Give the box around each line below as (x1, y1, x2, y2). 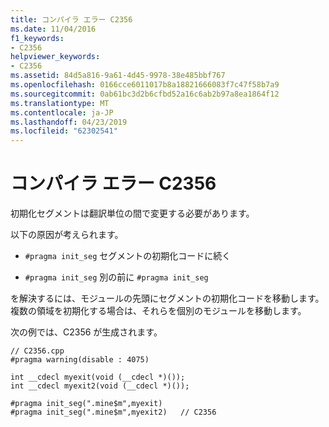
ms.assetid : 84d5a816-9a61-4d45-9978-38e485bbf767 (10, 71, 226, 81)
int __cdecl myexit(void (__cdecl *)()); (10, 372, 186, 383)
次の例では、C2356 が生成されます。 (10, 326, 163, 338)
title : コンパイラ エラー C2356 (10, 14, 133, 25)
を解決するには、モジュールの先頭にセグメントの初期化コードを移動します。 (10, 292, 325, 305)
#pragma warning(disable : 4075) (10, 355, 150, 365)
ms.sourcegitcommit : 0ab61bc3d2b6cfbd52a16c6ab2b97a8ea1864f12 (10, 89, 280, 99)
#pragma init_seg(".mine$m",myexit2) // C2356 (10, 407, 217, 418)
